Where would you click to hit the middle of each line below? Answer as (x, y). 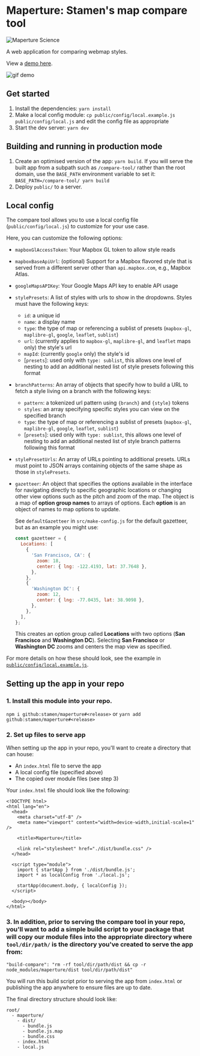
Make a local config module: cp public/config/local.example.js (95, 114)
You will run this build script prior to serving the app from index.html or (94, 981)
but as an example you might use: (57, 527)
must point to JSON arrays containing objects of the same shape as (98, 466)
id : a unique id (42, 315)
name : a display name (50, 322)
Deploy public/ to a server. (48, 187)
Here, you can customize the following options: (65, 238)
